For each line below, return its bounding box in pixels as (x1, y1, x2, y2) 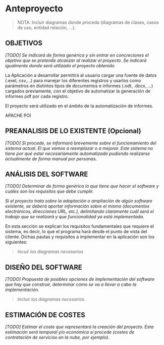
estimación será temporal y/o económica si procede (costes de (5, 329, 135, 335)
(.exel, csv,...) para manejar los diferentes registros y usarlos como (5, 77, 141, 83)
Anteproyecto (5, 3, 63, 14)
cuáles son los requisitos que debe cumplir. (5, 189, 94, 195)
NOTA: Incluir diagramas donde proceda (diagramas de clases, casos (17, 19, 159, 25)
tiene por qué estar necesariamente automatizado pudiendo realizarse (5, 150, 150, 156)
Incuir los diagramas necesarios (17, 248, 83, 255)
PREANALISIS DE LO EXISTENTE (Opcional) (5, 127, 141, 135)
